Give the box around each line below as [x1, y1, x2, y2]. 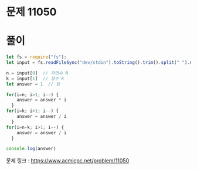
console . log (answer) [6, 146, 57, 152]
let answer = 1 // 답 [6, 81, 60, 87]
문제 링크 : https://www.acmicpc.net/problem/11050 [6, 157, 130, 164]
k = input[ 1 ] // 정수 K [6, 76, 64, 81]
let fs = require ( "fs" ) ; [6, 54, 67, 60]
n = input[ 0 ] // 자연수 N [6, 70, 69, 76]
